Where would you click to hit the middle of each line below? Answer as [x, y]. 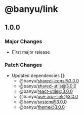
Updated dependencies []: [39, 76]
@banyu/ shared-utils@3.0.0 [48, 86]
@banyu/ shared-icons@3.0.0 [49, 81]
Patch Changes [23, 65]
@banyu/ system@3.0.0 [43, 102]
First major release [31, 52]
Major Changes [23, 41]
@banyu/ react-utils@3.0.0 [46, 91]
